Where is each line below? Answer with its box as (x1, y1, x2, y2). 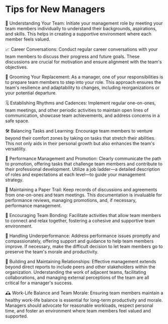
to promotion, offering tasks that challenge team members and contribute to (5, 161, 162, 167)
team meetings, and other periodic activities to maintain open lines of (5, 107, 149, 113)
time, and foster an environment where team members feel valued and (5, 307, 151, 313)
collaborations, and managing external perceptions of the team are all (5, 274, 149, 280)
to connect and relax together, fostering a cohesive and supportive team (5, 218, 155, 224)
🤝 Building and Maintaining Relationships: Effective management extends (5, 258, 156, 264)
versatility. (5, 146, 27, 152)
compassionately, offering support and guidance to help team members (5, 238, 154, 244)
